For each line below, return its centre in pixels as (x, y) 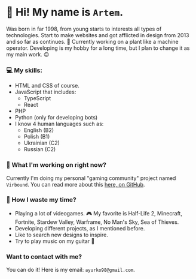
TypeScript (37, 98)
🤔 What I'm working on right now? (56, 165)
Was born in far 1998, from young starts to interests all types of (84, 29)
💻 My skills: (24, 70)
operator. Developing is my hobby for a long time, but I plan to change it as (98, 48)
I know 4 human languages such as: (59, 124)
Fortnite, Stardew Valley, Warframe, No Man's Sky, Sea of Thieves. (97, 222)
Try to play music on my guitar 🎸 (55, 241)
